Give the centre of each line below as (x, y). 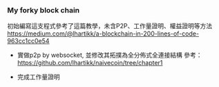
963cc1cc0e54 (28, 41)
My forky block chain (44, 10)
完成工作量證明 (38, 77)
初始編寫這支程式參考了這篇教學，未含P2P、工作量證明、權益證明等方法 (110, 26)
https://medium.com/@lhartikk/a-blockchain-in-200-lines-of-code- (103, 34)
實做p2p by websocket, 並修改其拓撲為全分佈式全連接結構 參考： (109, 55)
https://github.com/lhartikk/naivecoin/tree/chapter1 (90, 63)
